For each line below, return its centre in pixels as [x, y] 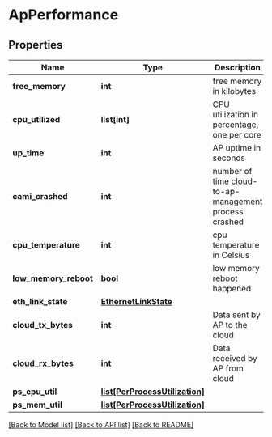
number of [232, 171]
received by [235, 358]
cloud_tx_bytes [42, 325]
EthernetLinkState [136, 301]
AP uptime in [237, 148]
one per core [237, 135]
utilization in [236, 115]
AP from [228, 368]
